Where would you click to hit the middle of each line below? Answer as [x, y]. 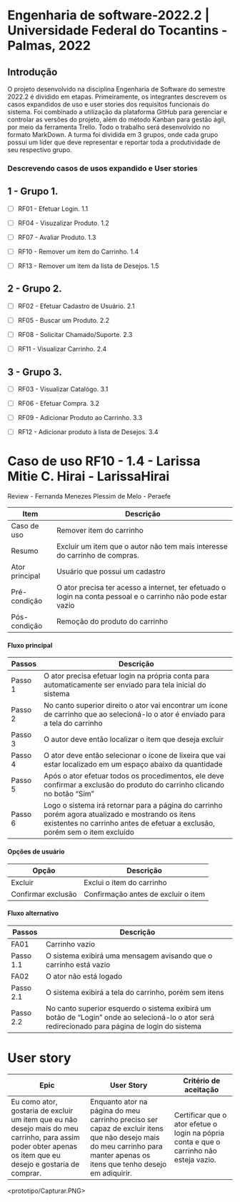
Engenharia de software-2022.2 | [109, 15]
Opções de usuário [36, 851]
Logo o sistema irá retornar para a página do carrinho [133, 806]
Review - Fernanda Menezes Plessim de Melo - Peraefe [89, 496]
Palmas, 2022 [49, 46]
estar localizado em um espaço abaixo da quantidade [133, 764]
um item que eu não [44, 1119]
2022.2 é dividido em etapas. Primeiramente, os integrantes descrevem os [117, 97]
